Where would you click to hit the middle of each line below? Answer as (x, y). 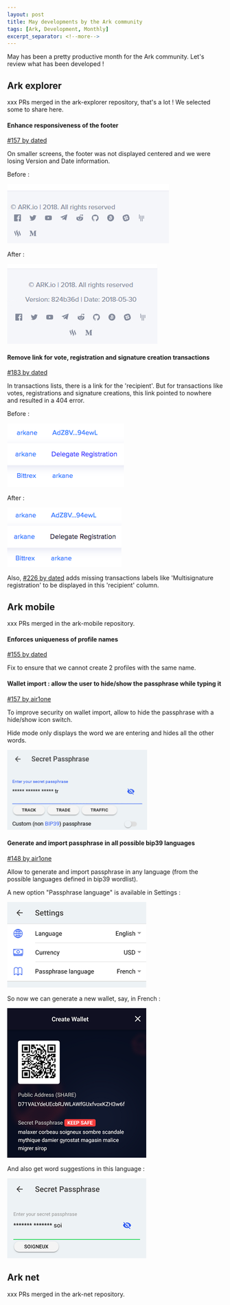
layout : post (26, 14)
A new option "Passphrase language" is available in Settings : (94, 892)
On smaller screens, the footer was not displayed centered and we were (109, 154)
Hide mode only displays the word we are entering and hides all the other (111, 733)
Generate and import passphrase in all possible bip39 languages (101, 843)
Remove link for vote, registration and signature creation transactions (108, 357)
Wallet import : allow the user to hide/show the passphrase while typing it (114, 683)
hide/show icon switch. (40, 719)
